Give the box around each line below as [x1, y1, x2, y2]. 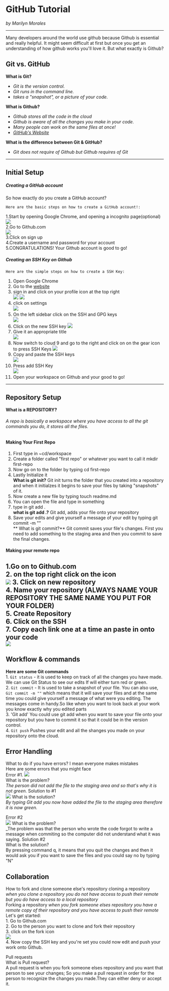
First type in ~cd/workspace [13, 450, 72, 456]
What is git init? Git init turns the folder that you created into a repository [13, 477, 164, 483]
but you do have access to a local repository [6, 896, 98, 902]
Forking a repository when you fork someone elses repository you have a [6, 902, 157, 908]
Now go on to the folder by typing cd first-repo [13, 466, 110, 472]
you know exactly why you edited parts [6, 706, 87, 712]
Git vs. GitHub [6, 60, 51, 68]
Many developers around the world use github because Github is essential [6, 34, 159, 41]
